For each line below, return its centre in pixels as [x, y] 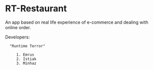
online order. [18, 27]
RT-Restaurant [36, 9]
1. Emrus [25, 55]
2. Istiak [26, 59]
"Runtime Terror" [28, 46]
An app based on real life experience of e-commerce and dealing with [77, 22]
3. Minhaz [26, 63]
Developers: [17, 37]
